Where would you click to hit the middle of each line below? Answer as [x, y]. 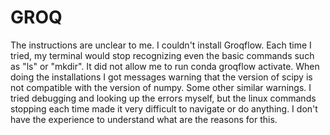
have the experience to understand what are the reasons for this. [144, 119]
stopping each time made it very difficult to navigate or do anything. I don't [164, 108]
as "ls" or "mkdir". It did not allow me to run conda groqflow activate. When [165, 66]
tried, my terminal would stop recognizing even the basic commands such [162, 55]
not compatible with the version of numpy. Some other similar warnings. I [161, 87]
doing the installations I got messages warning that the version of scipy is [161, 77]
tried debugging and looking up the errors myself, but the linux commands [163, 98]
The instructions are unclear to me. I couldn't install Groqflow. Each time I [161, 45]
